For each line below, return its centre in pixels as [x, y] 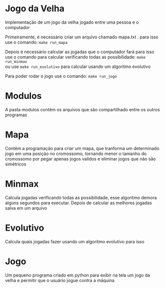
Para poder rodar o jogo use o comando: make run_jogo [61, 76]
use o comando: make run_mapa [36, 42]
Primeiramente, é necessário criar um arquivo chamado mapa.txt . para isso [82, 37]
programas [16, 115]
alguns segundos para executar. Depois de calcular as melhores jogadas [79, 203]
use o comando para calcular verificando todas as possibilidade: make [75, 57]
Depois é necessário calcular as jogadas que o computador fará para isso [80, 52]
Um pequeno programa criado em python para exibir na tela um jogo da [78, 275]
